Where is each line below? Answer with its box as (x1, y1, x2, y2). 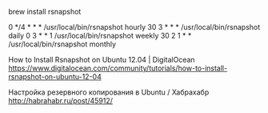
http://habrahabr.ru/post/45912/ (8, 96, 114, 105)
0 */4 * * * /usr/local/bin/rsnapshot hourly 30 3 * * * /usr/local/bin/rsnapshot (8, 22, 261, 31)
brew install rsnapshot (8, 7, 82, 16)
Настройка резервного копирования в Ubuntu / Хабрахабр (8, 87, 210, 97)
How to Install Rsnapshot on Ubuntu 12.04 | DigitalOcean (8, 55, 195, 64)
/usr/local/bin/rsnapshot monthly (8, 39, 117, 49)
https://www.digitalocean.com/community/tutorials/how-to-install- (8, 63, 228, 73)
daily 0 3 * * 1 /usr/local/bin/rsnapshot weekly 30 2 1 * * (8, 31, 192, 40)
